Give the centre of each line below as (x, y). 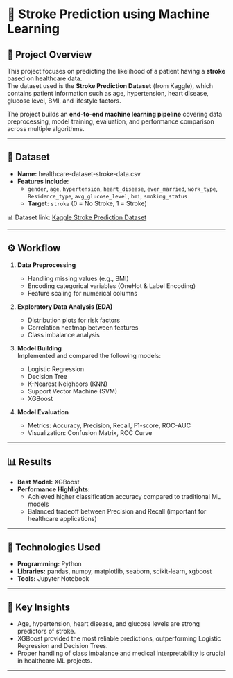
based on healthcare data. (45, 78)
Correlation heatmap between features (83, 327)
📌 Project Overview (50, 54)
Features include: (43, 181)
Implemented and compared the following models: (89, 355)
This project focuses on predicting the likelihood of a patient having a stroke (116, 71)
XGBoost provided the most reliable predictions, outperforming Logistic (119, 638)
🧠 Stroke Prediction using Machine (109, 14)
